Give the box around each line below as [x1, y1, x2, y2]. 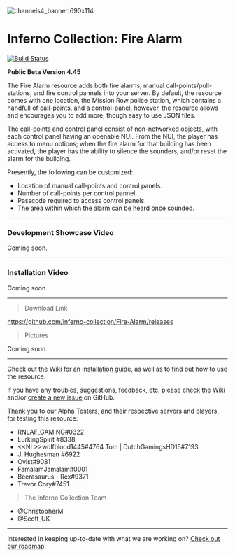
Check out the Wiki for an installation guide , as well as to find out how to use [7, 365, 228, 373]
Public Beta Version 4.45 [7, 67, 81, 76]
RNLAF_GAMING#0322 [17, 428, 85, 436]
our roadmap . [7, 542, 47, 550]
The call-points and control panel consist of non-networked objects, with [7, 125, 218, 133]
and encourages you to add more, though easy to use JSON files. [7, 111, 196, 119]
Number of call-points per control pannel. [17, 189, 138, 197]
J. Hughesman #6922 [17, 450, 80, 458]
